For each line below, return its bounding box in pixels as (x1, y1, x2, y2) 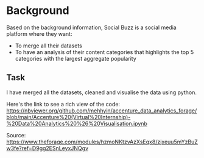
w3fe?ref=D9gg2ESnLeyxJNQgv (6, 144, 89, 152)
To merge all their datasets (15, 42, 82, 49)
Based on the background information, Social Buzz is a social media (6, 24, 177, 31)
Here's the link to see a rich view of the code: (6, 100, 121, 108)
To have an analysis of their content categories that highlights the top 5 (15, 48, 194, 55)
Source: (6, 131, 26, 139)
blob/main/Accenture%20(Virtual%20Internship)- (6, 113, 131, 120)
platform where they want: (6, 30, 72, 37)
